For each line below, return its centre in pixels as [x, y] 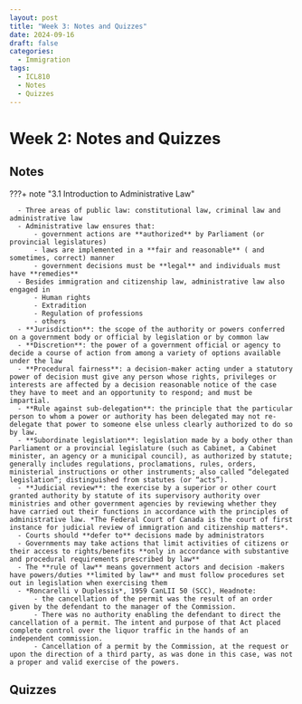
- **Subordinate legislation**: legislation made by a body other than [156, 440]
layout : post [34, 18]
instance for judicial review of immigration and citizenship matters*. [149, 527]
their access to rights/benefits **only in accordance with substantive [149, 551]
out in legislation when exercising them [89, 583]
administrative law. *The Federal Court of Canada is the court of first [151, 519]
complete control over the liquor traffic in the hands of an [129, 631]
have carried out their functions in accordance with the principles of [149, 511]
